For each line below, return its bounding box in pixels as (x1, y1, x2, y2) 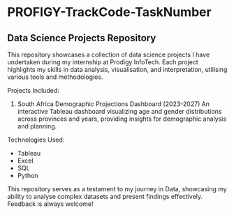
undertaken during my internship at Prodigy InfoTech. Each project (7, 58, 199, 66)
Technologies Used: (7, 135, 65, 144)
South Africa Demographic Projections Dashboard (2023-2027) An (17, 100, 210, 108)
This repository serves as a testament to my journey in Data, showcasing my (7, 185, 227, 193)
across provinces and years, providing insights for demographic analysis (17, 114, 227, 123)
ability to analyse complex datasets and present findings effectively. (7, 193, 203, 200)
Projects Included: (7, 87, 59, 94)
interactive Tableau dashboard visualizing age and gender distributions (17, 107, 222, 115)
